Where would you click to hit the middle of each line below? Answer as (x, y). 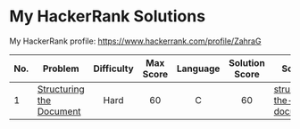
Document (59, 111)
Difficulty (113, 69)
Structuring (61, 89)
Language (199, 69)
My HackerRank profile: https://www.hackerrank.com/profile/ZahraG (135, 41)
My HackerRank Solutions (108, 16)
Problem (61, 69)
